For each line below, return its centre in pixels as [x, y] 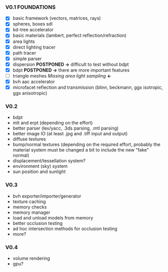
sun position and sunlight [39, 171]
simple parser [27, 58]
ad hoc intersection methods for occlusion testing [65, 229]
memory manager [31, 212]
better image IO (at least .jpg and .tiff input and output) [70, 134]
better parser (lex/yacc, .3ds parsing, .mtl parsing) [66, 128]
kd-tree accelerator [33, 30]
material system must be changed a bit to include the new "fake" [81, 150]
